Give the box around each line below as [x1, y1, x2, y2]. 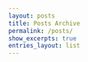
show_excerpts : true [8, 34, 78, 43]
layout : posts [8, 11, 56, 20]
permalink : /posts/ [8, 27, 74, 35]
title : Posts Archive [8, 19, 81, 27]
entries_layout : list [8, 42, 81, 50]
